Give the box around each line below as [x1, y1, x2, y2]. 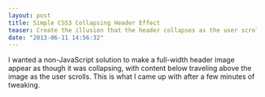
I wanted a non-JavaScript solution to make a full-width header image [8, 55, 235, 65]
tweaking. [8, 80, 41, 90]
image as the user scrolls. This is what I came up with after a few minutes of [8, 72, 255, 81]
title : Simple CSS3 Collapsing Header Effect [8, 19, 160, 27]
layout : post [8, 11, 51, 20]
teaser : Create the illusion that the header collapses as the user [8, 26, 238, 34]
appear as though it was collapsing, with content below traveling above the [8, 64, 252, 73]
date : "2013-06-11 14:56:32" [8, 33, 104, 42]
